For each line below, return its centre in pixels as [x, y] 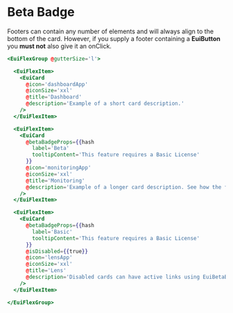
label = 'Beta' [51, 149]
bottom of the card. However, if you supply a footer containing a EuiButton [114, 38]
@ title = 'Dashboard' [53, 97]
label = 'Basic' [52, 232]
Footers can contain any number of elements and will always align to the [110, 31]
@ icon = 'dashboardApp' [57, 84]
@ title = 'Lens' [46, 271]
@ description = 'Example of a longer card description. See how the [123, 187]
